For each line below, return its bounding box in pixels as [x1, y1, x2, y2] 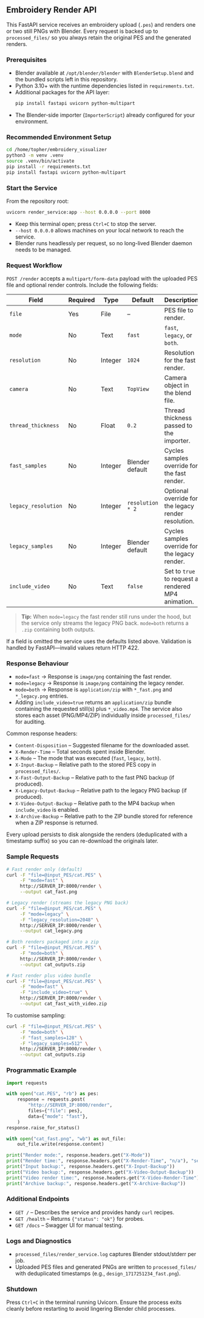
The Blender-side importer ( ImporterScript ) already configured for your [15, 111, 195, 118]
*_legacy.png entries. [15, 692, 69, 700]
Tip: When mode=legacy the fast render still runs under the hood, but [21, 613, 191, 620]
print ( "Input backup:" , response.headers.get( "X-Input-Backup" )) [6, 1164, 175, 1170]
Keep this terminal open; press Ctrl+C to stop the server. [15, 220, 157, 227]
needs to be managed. [15, 246, 72, 253]
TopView [127, 386, 149, 393]
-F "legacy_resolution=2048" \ [19, 917, 99, 923]
